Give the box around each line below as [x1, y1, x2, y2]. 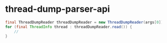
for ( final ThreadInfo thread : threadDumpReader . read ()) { [5, 24, 133, 29]
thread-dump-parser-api [5, 3, 110, 15]
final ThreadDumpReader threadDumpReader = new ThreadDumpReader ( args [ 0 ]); [5, 20, 166, 25]
